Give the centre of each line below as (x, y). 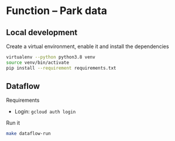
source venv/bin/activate (37, 63)
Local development (42, 32)
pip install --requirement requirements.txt (61, 68)
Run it (13, 123)
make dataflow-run (28, 134)
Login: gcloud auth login (45, 112)
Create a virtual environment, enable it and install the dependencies (88, 46)
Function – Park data (56, 11)
